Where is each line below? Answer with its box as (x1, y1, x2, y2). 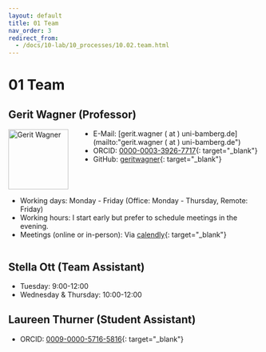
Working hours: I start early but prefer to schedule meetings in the (19, 213, 238, 222)
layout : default (8, 11, 62, 20)
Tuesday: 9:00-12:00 (19, 281, 89, 290)
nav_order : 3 (8, 26, 52, 34)
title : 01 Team (8, 19, 59, 27)
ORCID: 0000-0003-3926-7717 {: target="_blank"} (93, 146, 258, 156)
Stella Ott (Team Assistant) (8, 260, 145, 274)
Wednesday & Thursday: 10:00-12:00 (19, 290, 142, 299)
